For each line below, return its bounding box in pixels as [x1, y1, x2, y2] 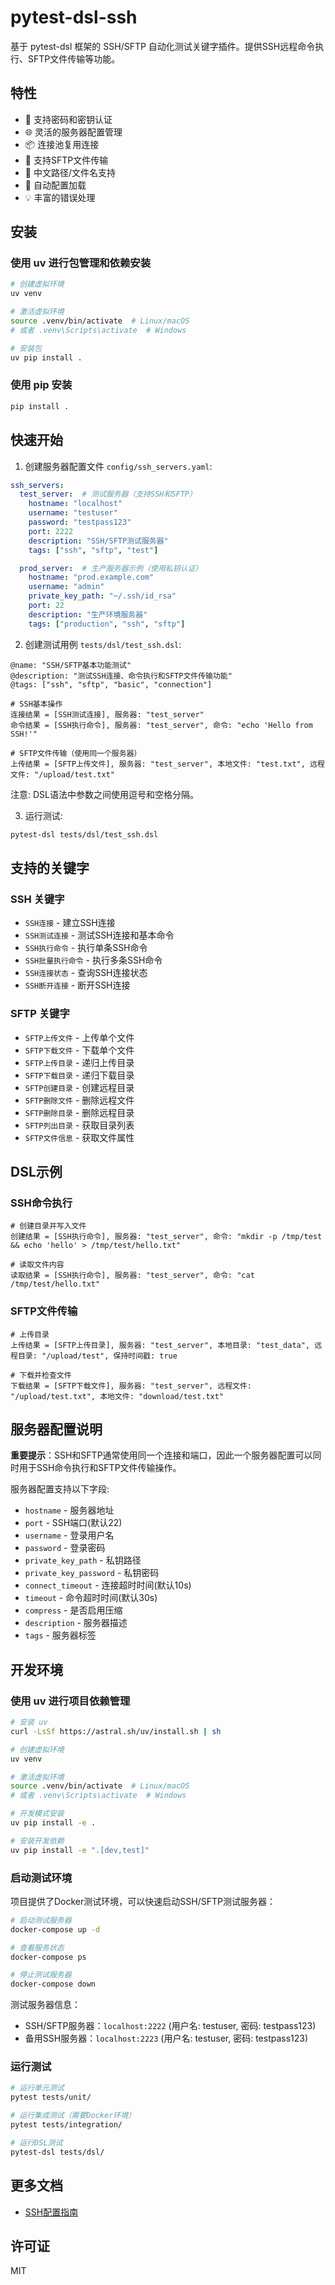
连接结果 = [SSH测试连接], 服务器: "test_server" [10, 709, 205, 720]
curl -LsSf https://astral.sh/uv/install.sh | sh [10, 1726, 222, 1736]
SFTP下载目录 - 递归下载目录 [24, 1069, 135, 1081]
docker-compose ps [10, 1952, 87, 1962]
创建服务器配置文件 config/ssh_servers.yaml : [24, 460, 213, 472]
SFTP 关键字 [10, 1007, 70, 1021]
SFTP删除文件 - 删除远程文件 [24, 1094, 135, 1106]
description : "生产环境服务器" [28, 609, 148, 620]
